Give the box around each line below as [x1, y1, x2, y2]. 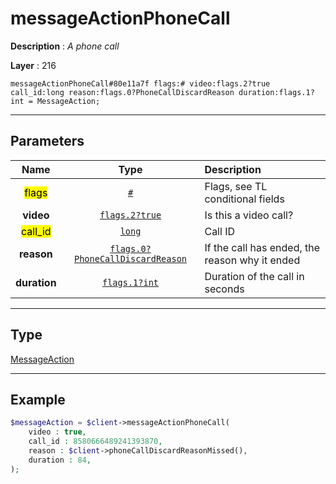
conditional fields [204, 192, 285, 206]
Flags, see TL [204, 179, 268, 193]
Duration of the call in [204, 269, 305, 283]
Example [10, 391, 66, 408]
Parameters [10, 133, 85, 150]
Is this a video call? [204, 208, 294, 222]
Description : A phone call [10, 40, 120, 52]
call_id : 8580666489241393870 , [28, 437, 163, 447]
